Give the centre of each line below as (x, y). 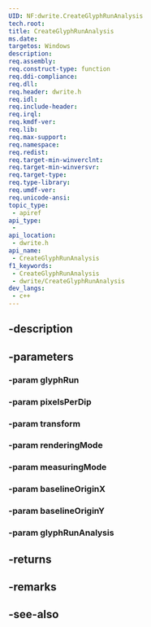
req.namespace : (34, 145)
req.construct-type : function (60, 69)
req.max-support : (38, 137)
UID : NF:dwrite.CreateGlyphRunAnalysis (76, 16)
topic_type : (28, 205)
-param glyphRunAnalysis (61, 533)
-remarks (32, 587)
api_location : (32, 236)
